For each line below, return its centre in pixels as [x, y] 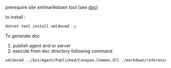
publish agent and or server [42, 45]
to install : [16, 17]
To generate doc [23, 36]
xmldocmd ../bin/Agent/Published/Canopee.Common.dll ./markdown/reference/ [87, 60]
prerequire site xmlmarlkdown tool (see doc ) [52, 7]
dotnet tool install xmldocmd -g [41, 26]
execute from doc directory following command [63, 51]
